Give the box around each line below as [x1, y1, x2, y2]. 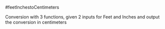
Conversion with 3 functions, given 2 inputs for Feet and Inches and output [5, 14, 160, 19]
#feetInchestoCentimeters [5, 4, 59, 10]
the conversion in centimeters [5, 19, 67, 25]
